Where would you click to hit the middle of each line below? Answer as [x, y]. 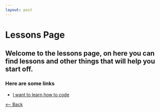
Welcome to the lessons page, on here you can [80, 53]
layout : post [19, 10]
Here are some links [30, 84]
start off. [19, 69]
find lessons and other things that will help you [80, 61]
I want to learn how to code [41, 94]
